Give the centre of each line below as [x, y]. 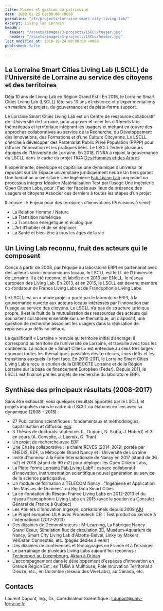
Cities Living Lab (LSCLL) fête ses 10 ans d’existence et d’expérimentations [80, 102]
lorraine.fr [15, 603]
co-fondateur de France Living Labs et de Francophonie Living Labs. [74, 288]
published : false [23, 46]
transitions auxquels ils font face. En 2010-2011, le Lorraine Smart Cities [77, 359]
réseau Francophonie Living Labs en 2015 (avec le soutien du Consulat [83, 499]
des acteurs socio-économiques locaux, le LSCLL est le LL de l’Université [79, 273]
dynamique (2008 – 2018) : [32, 412]
